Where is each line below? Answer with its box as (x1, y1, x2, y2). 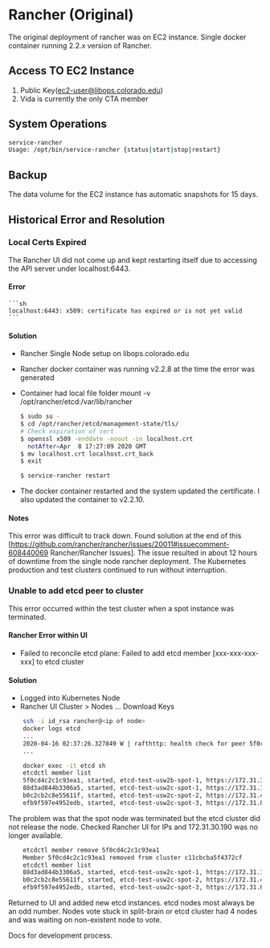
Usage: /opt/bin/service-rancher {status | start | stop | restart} (8, 146, 221, 154)
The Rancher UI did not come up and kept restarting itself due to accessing (8, 255, 257, 264)
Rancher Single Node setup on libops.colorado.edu (19, 349, 190, 358)
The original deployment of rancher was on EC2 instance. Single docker (8, 32, 247, 42)
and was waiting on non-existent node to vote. (8, 915, 162, 925)
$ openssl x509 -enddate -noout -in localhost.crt (19, 435, 194, 443)
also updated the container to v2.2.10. (19, 495, 145, 505)
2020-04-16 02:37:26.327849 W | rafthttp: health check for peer (22, 739, 247, 748)
